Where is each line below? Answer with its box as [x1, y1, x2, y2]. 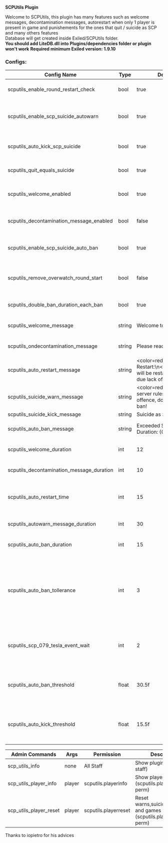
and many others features [5, 30, 58, 36]
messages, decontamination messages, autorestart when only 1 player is [5, 20, 155, 25]
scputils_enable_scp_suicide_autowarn [7, 113, 99, 120]
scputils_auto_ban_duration [7, 541, 72, 548]
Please [136, 343, 152, 350]
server [136, 390, 152, 397]
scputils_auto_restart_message [7, 367, 81, 374]
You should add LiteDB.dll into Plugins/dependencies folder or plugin [5, 41, 151, 47]
